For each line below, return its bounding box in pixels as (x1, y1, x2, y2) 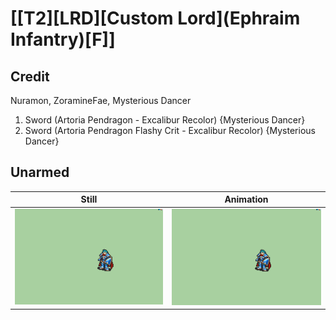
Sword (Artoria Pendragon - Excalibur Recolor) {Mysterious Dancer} (24, 114, 306, 126)
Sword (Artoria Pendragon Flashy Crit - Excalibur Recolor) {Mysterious (24, 125, 316, 136)
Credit (10, 68, 50, 85)
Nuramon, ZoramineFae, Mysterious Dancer (10, 95, 192, 106)
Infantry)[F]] (10, 28, 116, 51)
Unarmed (10, 164, 70, 181)
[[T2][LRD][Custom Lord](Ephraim (10, 7, 301, 30)
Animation (224, 193, 269, 206)
